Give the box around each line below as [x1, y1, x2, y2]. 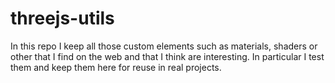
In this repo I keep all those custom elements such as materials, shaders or [10, 40, 318, 52]
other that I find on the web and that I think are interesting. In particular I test [10, 50, 325, 62]
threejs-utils [10, 7, 115, 30]
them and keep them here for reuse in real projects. [10, 61, 222, 73]
